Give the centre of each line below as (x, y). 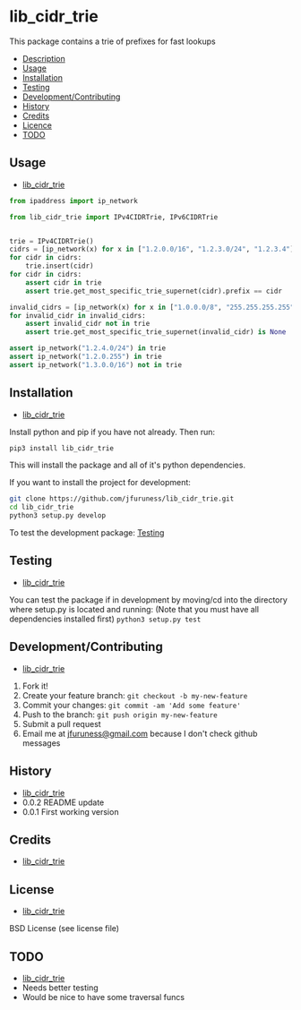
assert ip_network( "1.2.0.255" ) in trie (86, 356)
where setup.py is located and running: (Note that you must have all (134, 609)
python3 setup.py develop (57, 516)
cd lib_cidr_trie (42, 508)
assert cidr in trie (64, 282)
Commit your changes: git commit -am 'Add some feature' (132, 705)
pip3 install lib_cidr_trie (62, 448)
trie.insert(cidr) (60, 266)
